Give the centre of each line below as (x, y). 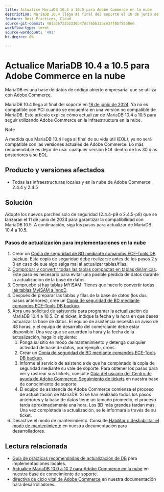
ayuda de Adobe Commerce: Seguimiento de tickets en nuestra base (89, 379)
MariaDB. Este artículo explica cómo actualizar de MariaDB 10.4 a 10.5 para (81, 115)
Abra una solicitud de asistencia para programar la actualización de (80, 311)
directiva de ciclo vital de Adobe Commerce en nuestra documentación (84, 479)
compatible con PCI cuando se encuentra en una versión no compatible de (81, 109)
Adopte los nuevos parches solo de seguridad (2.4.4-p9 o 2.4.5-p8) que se (81, 215)
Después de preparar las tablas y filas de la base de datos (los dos (79, 295)
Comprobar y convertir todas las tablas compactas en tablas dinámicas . (85, 269)
